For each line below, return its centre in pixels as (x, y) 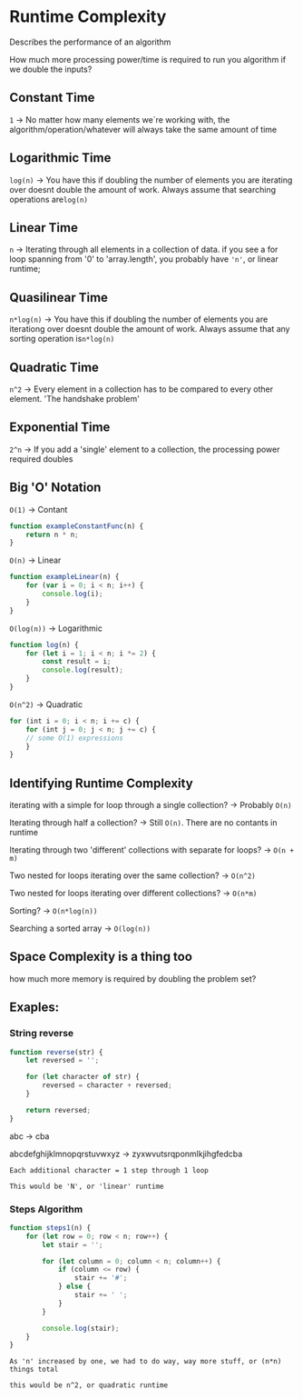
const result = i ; (77, 662)
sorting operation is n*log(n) (62, 339)
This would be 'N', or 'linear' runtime (87, 1186)
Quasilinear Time (59, 297)
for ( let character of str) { (83, 1077)
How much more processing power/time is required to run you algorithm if (148, 59)
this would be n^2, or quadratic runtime (89, 1385)
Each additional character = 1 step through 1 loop (109, 1170)
